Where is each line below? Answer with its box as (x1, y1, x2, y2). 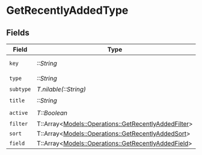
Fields (6, 28, 30, 38)
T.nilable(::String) (37, 85, 86, 93)
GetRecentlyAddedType (6, 4, 129, 17)
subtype (9, 86, 31, 93)
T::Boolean (37, 109, 68, 117)
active (9, 109, 28, 116)
